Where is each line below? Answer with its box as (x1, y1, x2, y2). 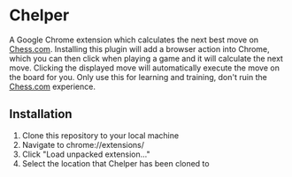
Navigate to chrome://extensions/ (21, 139, 144, 150)
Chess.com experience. (9, 81, 96, 92)
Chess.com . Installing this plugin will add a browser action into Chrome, (9, 43, 270, 54)
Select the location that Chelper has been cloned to (21, 158, 210, 168)
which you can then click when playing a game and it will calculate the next (9, 53, 283, 63)
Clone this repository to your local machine (21, 129, 180, 141)
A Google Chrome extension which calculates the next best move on (9, 34, 259, 45)
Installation (9, 107, 73, 122)
